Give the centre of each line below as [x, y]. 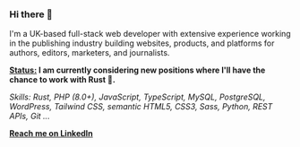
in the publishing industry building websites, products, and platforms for [142, 43]
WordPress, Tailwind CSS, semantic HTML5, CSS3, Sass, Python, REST [141, 107]
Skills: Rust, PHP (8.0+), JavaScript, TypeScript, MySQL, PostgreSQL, [137, 97]
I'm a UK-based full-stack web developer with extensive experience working [150, 34]
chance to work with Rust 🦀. [63, 80]
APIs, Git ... [30, 117]
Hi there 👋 [31, 14]
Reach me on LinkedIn [51, 134]
